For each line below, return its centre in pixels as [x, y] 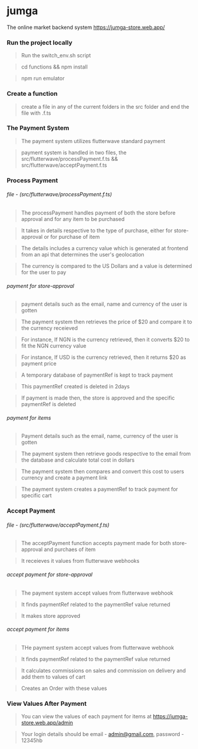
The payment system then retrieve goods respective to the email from [106, 454]
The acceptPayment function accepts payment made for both [96, 543]
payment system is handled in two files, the [74, 153]
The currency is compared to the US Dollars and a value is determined [106, 266]
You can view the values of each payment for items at [86, 716]
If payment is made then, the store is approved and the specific [98, 398]
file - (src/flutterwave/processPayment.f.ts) [60, 194]
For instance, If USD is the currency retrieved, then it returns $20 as [103, 357]
